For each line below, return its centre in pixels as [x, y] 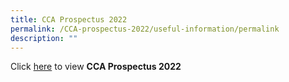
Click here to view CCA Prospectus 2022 [96, 67]
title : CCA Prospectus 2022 [69, 19]
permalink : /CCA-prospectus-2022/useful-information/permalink [145, 29]
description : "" [44, 38]
